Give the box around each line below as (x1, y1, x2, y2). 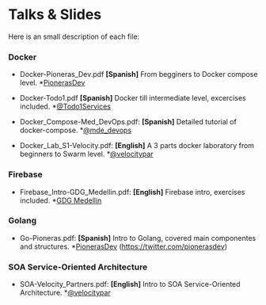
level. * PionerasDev (19, 78, 85, 88)
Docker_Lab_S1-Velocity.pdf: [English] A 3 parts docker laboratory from (19, 141, 255, 151)
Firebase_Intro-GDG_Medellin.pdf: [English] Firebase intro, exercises (19, 187, 245, 196)
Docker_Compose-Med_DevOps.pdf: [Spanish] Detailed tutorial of (19, 117, 237, 127)
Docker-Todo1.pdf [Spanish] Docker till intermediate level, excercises (19, 93, 247, 103)
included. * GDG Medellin (19, 196, 102, 205)
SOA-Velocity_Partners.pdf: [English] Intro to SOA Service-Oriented (19, 280, 241, 289)
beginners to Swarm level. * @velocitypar (19, 149, 154, 159)
